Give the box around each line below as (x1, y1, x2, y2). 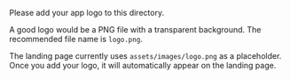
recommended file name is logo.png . (9, 34, 144, 44)
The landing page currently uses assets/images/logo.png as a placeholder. (9, 51, 282, 61)
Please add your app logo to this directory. (9, 8, 165, 18)
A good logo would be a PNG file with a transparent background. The (9, 25, 262, 34)
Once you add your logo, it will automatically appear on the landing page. (9, 61, 277, 70)
